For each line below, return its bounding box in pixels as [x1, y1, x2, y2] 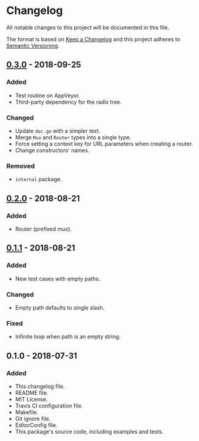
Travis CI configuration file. [15, 402, 83, 409]
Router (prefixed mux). [15, 225, 72, 232]
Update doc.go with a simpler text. [15, 127, 101, 134]
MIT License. [15, 395, 48, 403]
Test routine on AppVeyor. [15, 92, 80, 99]
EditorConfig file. [15, 421, 58, 429]
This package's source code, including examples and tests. [15, 428, 164, 435]
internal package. [15, 176, 62, 183]
